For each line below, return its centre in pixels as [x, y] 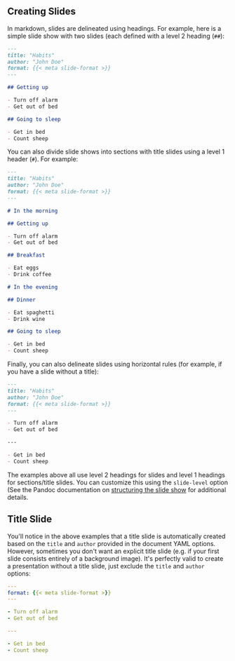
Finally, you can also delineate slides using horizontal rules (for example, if [115, 364]
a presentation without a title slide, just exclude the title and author [106, 566]
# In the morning [33, 211]
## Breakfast [26, 255]
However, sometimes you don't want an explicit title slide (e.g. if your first [113, 551]
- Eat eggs [23, 268]
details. [18, 497]
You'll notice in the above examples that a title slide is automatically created [116, 536]
